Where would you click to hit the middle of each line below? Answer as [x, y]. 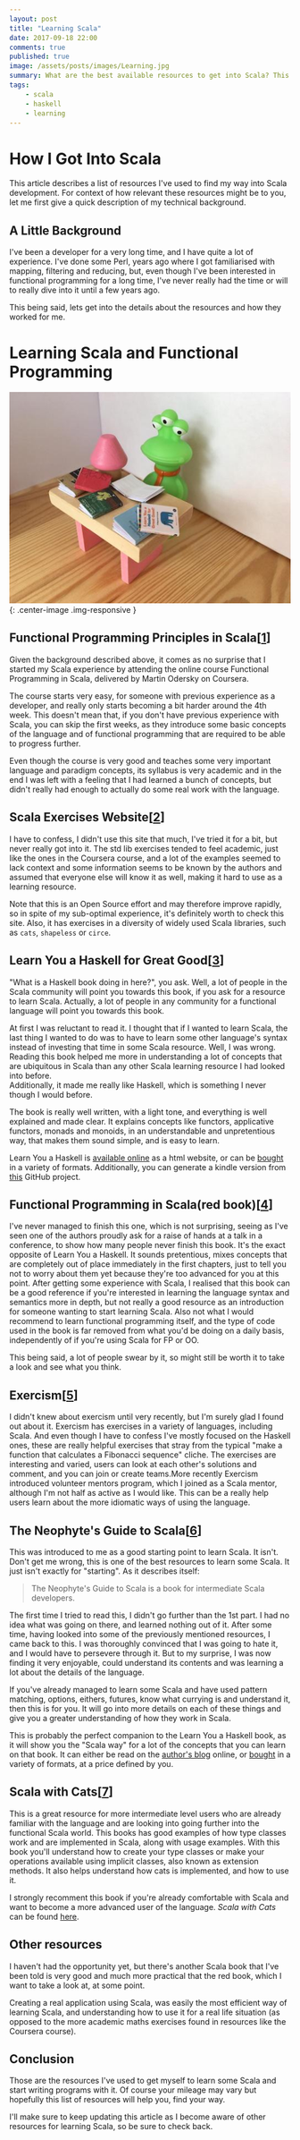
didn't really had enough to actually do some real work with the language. [144, 789]
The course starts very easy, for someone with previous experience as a [142, 696]
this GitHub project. [45, 1176]
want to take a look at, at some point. [77, 1985]
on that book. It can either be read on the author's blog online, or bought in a [150, 1754]
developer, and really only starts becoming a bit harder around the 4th [138, 705]
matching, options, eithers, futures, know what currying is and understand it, [150, 1699]
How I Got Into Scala [85, 159]
